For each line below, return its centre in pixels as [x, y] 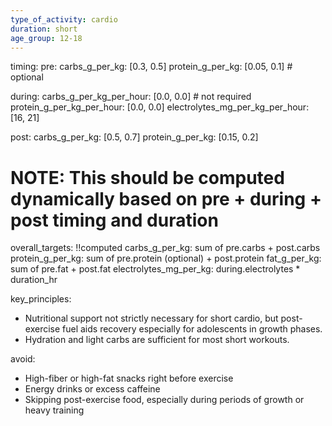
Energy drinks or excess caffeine [92, 389]
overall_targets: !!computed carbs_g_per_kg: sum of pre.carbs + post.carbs [165, 248]
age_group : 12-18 [46, 38]
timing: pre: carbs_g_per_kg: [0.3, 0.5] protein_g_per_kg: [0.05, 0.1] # [151, 67]
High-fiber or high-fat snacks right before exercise [129, 378]
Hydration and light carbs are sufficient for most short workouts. [157, 340]
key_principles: [41, 299]
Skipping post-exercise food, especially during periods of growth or [164, 400]
